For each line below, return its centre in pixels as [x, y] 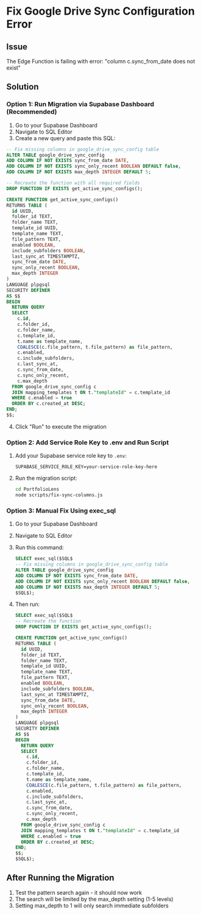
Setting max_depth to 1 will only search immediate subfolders [92, 905]
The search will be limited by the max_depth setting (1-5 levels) [94, 899]
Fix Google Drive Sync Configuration [100, 11]
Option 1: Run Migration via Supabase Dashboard [80, 104]
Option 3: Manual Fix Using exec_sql [61, 510]
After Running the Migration [60, 878]
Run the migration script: [46, 478]
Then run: [27, 604]
